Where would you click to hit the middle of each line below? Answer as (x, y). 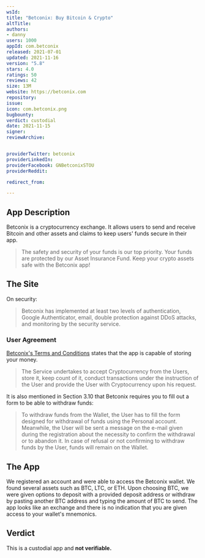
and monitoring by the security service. (71, 324)
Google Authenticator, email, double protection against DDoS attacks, (109, 317)
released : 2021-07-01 (34, 52)
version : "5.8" (26, 63)
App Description (38, 212)
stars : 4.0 (20, 69)
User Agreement (32, 340)
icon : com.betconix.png (37, 109)
